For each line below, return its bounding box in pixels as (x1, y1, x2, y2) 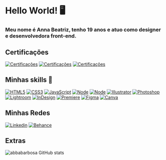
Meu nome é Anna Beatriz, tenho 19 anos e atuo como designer (5, 26, 161, 33)
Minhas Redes (5, 109, 50, 117)
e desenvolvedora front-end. (5, 32, 77, 39)
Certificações (5, 48, 49, 56)
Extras (5, 136, 26, 145)
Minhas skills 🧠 (5, 75, 53, 84)
